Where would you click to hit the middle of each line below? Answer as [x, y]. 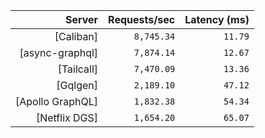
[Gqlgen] [77, 85]
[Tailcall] [78, 69]
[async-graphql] [59, 52]
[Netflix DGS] [67, 117]
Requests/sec [142, 19]
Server [81, 19]
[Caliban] [76, 36]
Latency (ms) [217, 19]
